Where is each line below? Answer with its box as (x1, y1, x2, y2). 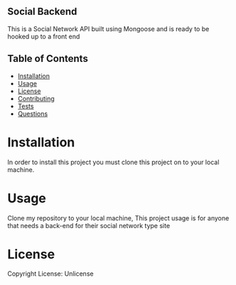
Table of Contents (7, 53, 89, 65)
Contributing (17, 94, 55, 102)
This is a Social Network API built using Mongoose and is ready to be (7, 24, 210, 33)
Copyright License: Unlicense (7, 269, 94, 278)
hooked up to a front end (7, 32, 80, 41)
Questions (17, 109, 48, 118)
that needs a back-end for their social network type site (7, 221, 171, 230)
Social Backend (7, 6, 77, 18)
